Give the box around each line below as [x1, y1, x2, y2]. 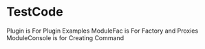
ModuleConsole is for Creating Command [6, 33, 125, 42]
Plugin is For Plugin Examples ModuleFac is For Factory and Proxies [6, 27, 199, 35]
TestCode [6, 4, 63, 20]
